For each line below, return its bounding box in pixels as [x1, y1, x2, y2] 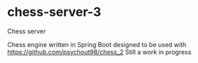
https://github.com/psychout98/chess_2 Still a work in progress [7, 48, 192, 56]
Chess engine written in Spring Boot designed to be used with [7, 40, 187, 48]
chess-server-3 [7, 4, 102, 20]
